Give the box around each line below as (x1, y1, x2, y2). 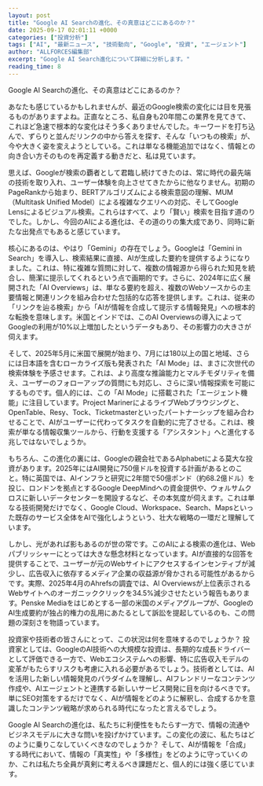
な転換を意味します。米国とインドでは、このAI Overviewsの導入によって (8, 312, 243, 321)
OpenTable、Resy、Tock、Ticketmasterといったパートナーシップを (8, 407, 227, 417)
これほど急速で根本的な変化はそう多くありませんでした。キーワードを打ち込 (8, 121, 255, 130)
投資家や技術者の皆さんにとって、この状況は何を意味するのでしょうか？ (8, 634, 242, 644)
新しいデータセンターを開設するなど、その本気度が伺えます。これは (28, 493, 248, 502)
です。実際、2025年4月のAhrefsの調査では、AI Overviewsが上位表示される (8, 578, 251, 588)
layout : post (8, 11, 51, 20)
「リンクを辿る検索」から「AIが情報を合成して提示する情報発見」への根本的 (8, 302, 255, 311)
